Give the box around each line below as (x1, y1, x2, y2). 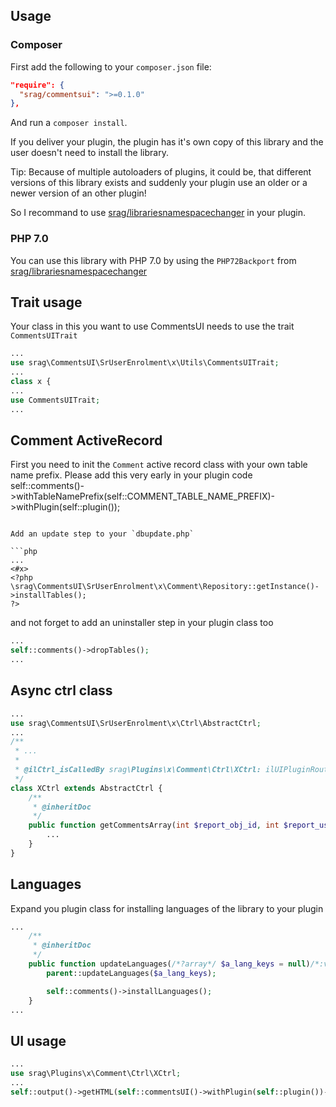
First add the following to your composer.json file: (10, 60, 212, 73)
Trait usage (10, 294, 83, 311)
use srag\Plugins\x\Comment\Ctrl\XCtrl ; (10, 1069, 182, 1079)
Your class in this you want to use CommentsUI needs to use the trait (10, 320, 295, 333)
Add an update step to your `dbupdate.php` (10, 529, 195, 539)
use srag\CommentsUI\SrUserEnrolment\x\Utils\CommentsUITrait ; (10, 358, 280, 368)
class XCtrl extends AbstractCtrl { (10, 783, 163, 793)
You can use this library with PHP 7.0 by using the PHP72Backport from (10, 254, 297, 266)
